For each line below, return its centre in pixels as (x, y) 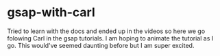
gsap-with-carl (51, 12)
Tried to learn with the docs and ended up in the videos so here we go (106, 31)
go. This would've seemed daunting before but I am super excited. (101, 45)
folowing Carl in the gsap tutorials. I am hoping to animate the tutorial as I (110, 38)
